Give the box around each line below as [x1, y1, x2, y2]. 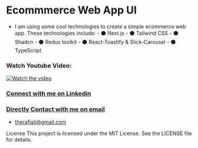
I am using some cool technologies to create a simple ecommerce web [14, 23, 187, 30]
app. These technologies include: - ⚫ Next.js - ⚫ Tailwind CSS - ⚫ [14, 29, 179, 36]
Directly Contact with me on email [6, 105, 105, 113]
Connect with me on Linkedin [6, 89, 91, 97]
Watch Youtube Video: [6, 61, 72, 69]
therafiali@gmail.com [14, 119, 67, 126]
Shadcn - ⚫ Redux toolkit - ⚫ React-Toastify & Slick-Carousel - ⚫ [14, 38, 176, 45]
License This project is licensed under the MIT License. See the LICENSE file [6, 130, 192, 137]
